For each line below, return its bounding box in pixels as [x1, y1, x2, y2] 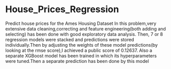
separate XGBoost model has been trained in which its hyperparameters [5, 52, 157, 59]
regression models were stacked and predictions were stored [5, 37, 134, 43]
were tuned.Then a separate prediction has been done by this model [5, 58, 149, 64]
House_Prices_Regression [5, 4, 119, 15]
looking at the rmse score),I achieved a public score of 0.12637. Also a [5, 47, 152, 53]
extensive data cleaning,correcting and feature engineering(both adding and [5, 25, 166, 31]
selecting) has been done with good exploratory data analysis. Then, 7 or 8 [5, 31, 163, 37]
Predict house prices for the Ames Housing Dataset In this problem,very [5, 20, 157, 26]
